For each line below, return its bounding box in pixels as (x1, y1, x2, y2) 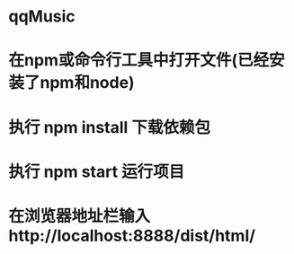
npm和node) (40, 73, 136, 93)
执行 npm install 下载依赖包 (8, 117, 211, 137)
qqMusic (8, 6, 76, 27)
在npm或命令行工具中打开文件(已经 (8, 50, 270, 71)
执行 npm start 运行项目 (8, 162, 185, 181)
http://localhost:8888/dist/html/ (8, 225, 256, 246)
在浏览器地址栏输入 (8, 206, 151, 226)
